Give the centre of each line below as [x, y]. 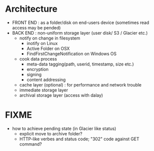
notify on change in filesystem [50, 38]
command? [31, 144]
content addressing [46, 80]
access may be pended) [36, 27]
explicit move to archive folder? [51, 133]
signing [34, 74]
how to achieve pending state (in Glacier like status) [64, 129]
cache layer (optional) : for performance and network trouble [80, 85]
